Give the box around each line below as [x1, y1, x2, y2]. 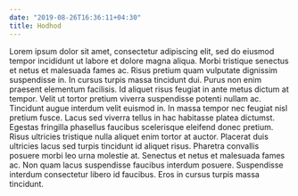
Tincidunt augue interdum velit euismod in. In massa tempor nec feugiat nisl [9, 102, 288, 113]
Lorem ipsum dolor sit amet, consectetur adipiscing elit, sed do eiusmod [9, 45, 275, 56]
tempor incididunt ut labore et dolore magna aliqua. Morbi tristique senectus [9, 55, 289, 66]
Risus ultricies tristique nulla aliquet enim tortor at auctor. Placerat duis [9, 131, 269, 142]
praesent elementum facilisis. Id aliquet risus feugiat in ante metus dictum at [9, 84, 289, 94]
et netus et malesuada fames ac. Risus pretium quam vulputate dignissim [9, 64, 278, 76]
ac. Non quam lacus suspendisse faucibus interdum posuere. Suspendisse [9, 159, 284, 170]
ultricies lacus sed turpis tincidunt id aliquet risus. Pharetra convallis [9, 140, 260, 151]
